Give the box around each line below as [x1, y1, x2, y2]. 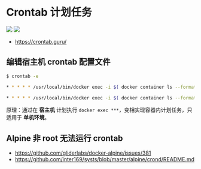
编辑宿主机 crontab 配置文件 [6, 57, 111, 67]
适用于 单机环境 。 [6, 114, 50, 121]
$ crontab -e [6, 73, 39, 79]
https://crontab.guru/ [14, 38, 67, 45]
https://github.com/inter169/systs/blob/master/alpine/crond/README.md [14, 156, 194, 163]
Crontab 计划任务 [6, 5, 92, 19]
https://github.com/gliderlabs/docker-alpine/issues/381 [14, 149, 151, 156]
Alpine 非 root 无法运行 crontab [6, 133, 123, 143]
